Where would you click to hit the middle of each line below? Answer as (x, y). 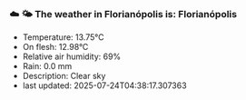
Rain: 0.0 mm (47, 66)
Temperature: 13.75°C (63, 37)
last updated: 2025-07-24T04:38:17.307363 (105, 85)
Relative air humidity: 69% (72, 56)
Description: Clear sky (64, 76)
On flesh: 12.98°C (55, 47)
